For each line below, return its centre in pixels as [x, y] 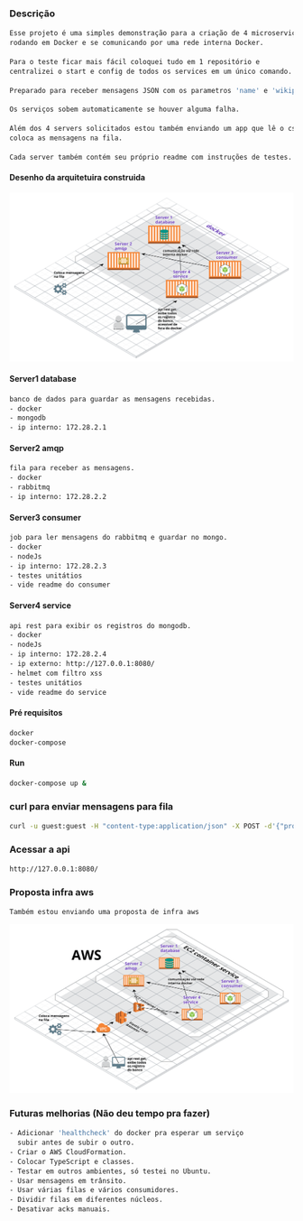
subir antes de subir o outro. [76, 1143]
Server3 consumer [45, 517]
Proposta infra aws [52, 892]
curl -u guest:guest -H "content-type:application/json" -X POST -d [141, 826]
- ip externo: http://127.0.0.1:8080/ [82, 664]
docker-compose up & [48, 783]
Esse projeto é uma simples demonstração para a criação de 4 [129, 33]
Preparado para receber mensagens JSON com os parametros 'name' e [139, 90]
